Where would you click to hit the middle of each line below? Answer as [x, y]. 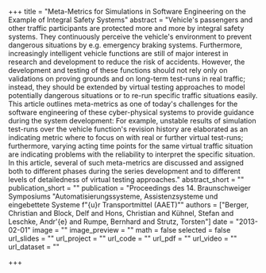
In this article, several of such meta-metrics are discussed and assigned [126, 163]
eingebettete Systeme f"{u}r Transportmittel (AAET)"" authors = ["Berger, [129, 205]
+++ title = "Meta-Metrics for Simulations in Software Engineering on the [127, 11]
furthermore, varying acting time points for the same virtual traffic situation [131, 146]
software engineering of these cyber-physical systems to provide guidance [131, 112]
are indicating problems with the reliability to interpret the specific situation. [132, 154]
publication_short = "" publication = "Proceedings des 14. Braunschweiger [130, 188]
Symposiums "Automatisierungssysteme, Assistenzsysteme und [113, 196]
